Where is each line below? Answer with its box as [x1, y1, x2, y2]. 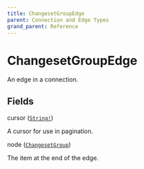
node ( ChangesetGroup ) [7, 141, 71, 149]
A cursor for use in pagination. [7, 127, 94, 135]
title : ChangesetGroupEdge [7, 10, 85, 17]
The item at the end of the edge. [7, 154, 99, 162]
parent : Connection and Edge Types [7, 17, 110, 23]
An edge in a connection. [7, 75, 79, 83]
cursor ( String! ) [7, 114, 54, 122]
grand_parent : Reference [7, 23, 79, 30]
